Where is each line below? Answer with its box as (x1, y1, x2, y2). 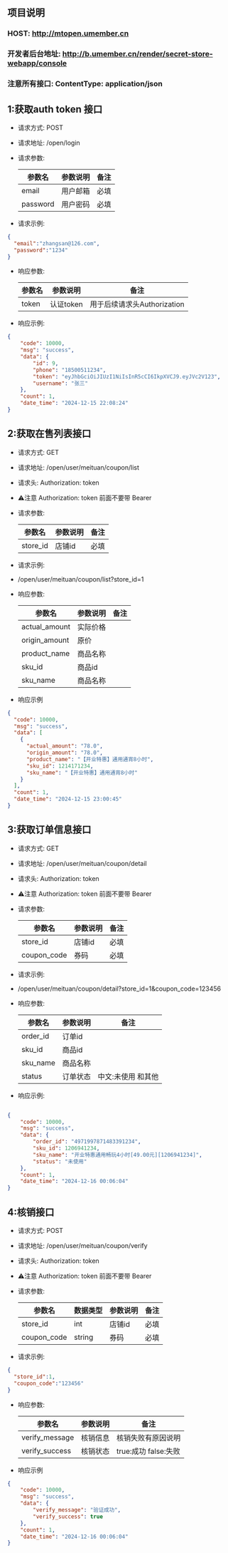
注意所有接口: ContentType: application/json (7, 79, 163, 89)
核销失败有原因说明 (116, 1433, 181, 1443)
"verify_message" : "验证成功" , (33, 1507, 121, 1514)
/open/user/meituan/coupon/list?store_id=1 (17, 574, 144, 583)
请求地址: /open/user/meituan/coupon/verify (17, 1242, 148, 1250)
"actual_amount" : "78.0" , (26, 743, 103, 750)
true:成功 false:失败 (116, 1446, 180, 1456)
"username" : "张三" (33, 380, 89, 387)
